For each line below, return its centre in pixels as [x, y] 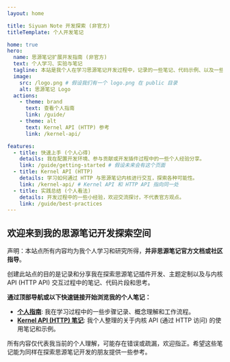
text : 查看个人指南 [50, 108]
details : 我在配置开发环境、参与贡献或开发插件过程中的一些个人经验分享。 [112, 159]
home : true [23, 45]
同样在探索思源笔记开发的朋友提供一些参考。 [88, 352]
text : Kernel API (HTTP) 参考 [67, 128]
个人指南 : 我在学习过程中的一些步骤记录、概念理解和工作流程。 [106, 312]
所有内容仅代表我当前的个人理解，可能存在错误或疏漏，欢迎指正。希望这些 [112, 343]
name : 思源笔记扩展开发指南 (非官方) [60, 58]
